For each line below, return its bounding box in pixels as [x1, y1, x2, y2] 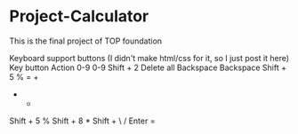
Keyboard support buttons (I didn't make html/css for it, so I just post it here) [9, 52, 290, 63]
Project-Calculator [9, 6, 149, 27]
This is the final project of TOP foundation [9, 35, 163, 46]
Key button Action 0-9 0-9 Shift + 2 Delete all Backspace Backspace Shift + [9, 62, 287, 73]
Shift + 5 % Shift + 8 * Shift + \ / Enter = [9, 115, 156, 126]
